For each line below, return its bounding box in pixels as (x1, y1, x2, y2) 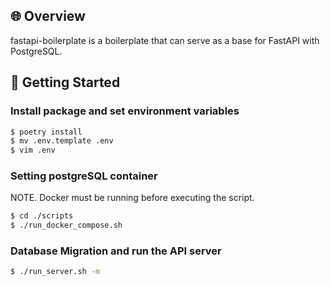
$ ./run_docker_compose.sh (10, 220, 123, 231)
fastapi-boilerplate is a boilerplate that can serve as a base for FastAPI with (10, 34, 320, 46)
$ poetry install (10, 127, 83, 137)
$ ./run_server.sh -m (10, 267, 101, 277)
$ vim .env (10, 145, 56, 156)
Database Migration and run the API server (10, 244, 222, 258)
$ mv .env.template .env (10, 136, 114, 146)
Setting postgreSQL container (10, 169, 158, 183)
